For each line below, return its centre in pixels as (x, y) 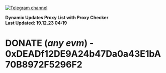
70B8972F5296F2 (44, 65)
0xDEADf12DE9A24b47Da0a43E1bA (83, 54)
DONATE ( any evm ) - (50, 43)
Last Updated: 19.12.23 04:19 (36, 23)
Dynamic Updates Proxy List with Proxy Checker (57, 17)
